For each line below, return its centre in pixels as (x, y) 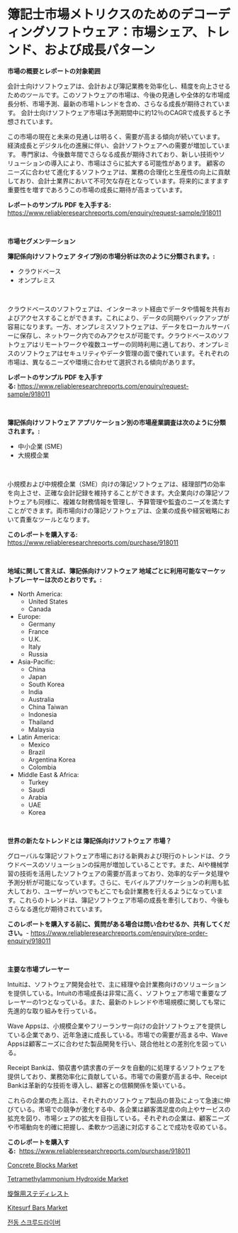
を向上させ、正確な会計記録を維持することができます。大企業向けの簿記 (113, 493)
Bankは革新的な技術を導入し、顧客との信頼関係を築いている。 (98, 1085)
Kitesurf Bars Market (38, 1207)
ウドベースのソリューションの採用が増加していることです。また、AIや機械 (115, 864)
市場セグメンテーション (41, 241)
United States (48, 601)
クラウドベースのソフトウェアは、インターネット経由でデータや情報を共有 (116, 308)
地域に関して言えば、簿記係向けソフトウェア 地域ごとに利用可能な (104, 571)
